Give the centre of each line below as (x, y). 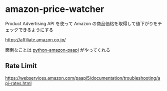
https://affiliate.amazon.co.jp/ (35, 40)
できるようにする (36, 30)
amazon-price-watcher (55, 9)
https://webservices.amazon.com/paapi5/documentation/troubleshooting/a (83, 78)
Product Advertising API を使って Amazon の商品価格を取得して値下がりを (81, 23)
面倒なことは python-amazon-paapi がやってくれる (58, 50)
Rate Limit (21, 66)
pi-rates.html (18, 83)
